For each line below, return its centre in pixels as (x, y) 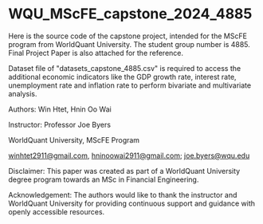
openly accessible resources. (57, 211)
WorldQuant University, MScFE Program (74, 140)
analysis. (23, 93)
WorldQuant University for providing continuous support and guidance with (132, 203)
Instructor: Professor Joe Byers (60, 124)
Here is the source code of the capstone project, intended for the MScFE (128, 36)
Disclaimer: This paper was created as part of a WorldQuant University (124, 171)
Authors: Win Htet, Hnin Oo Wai (60, 109)
